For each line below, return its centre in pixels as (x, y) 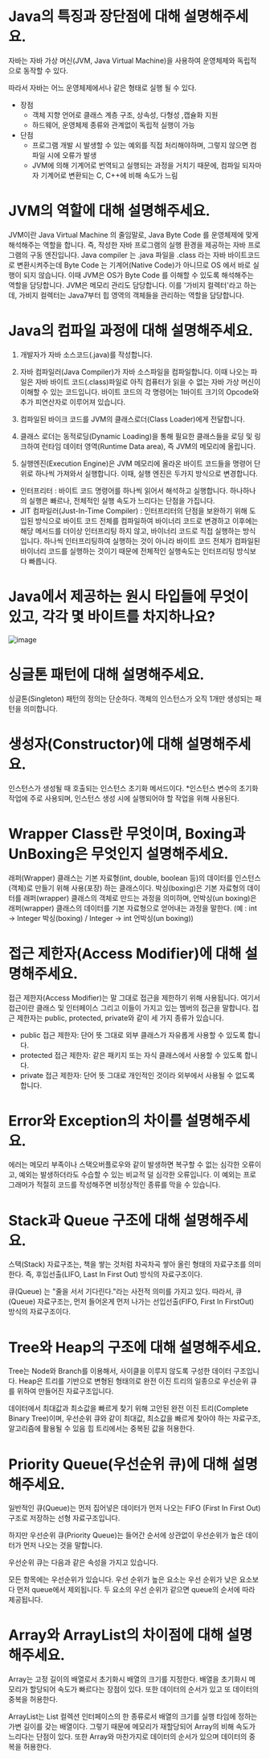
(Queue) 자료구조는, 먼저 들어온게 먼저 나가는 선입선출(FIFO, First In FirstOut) (131, 1301)
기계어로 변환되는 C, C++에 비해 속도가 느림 (109, 175)
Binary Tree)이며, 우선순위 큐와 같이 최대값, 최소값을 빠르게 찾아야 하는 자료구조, (135, 1418)
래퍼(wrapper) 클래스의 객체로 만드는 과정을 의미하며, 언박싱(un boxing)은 (140, 898)
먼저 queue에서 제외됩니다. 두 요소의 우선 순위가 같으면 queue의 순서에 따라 (136, 1590)
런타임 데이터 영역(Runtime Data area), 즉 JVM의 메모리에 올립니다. (148, 446)
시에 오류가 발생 (72, 155)
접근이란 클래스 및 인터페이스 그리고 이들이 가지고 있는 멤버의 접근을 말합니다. (129, 1007)
